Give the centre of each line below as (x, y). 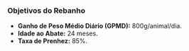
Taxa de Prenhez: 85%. (52, 41)
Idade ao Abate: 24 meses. (58, 33)
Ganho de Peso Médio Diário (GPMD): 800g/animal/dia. (100, 26)
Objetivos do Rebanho (46, 11)
